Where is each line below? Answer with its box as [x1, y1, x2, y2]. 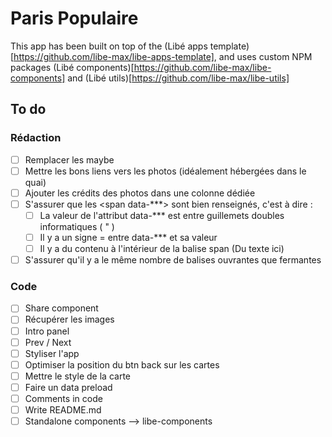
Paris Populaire [10, 7, 139, 30]
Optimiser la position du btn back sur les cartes [24, 358, 220, 371]
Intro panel [24, 325, 70, 337]
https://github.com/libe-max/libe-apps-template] [13, 50, 215, 62]
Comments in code [24, 392, 103, 404]
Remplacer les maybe [24, 153, 115, 166]
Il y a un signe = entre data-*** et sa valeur [39, 231, 218, 243]
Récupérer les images [24, 313, 115, 326]
